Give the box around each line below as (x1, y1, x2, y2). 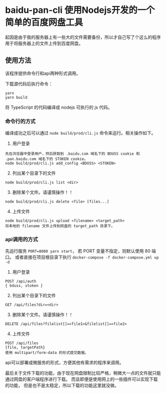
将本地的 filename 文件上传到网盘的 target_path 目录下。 (5, 223, 115, 229)
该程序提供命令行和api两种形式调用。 (5, 70, 81, 76)
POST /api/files (5, 341, 39, 346)
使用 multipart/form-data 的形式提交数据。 (5, 350, 89, 355)
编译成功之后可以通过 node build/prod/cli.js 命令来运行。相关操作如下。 (5, 130, 156, 136)
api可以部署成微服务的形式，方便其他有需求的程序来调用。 (5, 359, 124, 366)
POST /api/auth (5, 279, 37, 284)
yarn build (5, 95, 28, 100)
